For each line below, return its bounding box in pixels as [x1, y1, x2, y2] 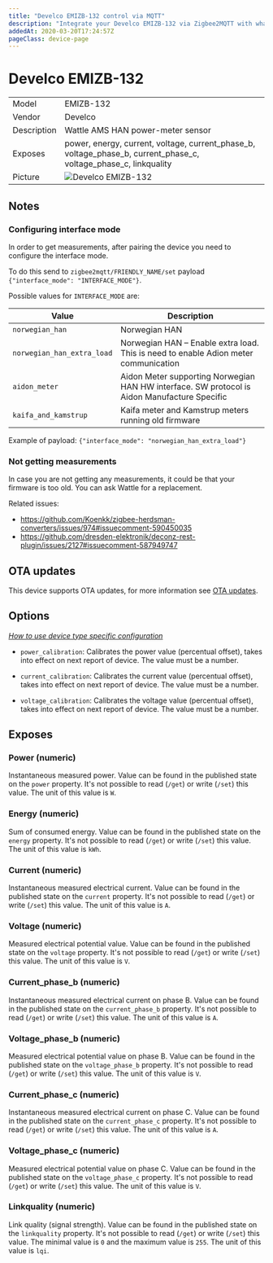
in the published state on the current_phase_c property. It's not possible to [8, 1116, 258, 1126]
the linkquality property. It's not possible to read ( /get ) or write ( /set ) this [8, 1228, 260, 1238]
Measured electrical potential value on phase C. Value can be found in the [8, 1164, 256, 1173]
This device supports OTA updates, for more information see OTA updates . [8, 585, 258, 595]
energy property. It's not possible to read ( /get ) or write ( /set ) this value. [8, 835, 252, 845]
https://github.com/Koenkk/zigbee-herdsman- [19, 515, 176, 524]
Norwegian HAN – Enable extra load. [120, 337, 259, 349]
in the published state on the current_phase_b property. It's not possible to [8, 1003, 258, 1014]
